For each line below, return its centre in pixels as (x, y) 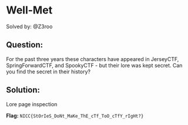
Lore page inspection (32, 104)
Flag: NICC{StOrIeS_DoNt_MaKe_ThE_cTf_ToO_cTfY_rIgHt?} (75, 116)
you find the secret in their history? (48, 72)
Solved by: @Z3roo (29, 26)
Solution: (23, 90)
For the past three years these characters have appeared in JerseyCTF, (93, 59)
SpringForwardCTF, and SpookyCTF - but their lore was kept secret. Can (94, 65)
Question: (25, 45)
